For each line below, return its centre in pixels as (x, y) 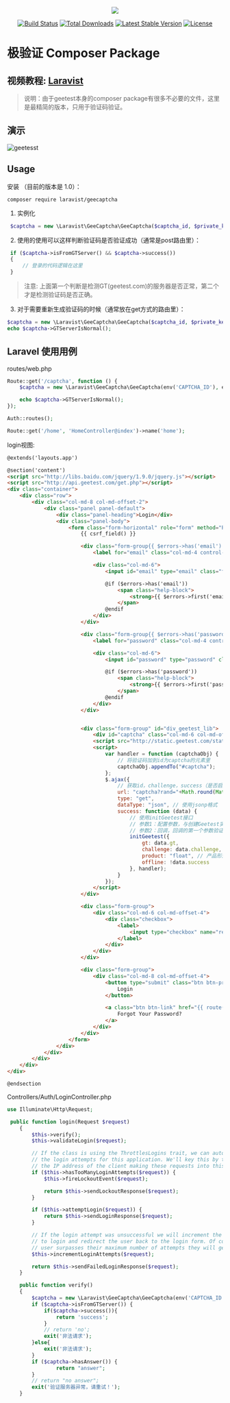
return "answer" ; (81, 1368)
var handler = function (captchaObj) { (162, 754)
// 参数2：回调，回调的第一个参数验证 (177, 830)
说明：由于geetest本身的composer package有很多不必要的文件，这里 (122, 98)
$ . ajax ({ (117, 779)
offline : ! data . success (176, 862)
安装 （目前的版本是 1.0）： (44, 186)
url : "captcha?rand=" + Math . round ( (166, 792)
